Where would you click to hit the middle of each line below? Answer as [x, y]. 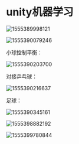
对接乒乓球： [22, 76]
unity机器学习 [40, 12]
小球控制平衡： [24, 52]
